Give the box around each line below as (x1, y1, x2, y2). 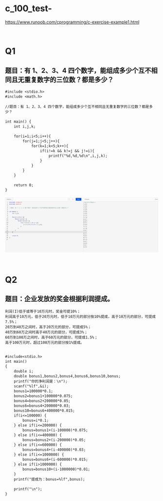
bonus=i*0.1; (22, 418, 49, 423)
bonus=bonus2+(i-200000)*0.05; (22, 438, 86, 442)
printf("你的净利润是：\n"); (14, 379, 68, 384)
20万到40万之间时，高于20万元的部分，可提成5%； (5, 324, 91, 330)
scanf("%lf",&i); (14, 384, 49, 389)
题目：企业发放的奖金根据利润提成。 (5, 295, 114, 303)
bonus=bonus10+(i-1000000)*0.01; (22, 467, 91, 472)
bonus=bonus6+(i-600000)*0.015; (22, 457, 89, 462)
